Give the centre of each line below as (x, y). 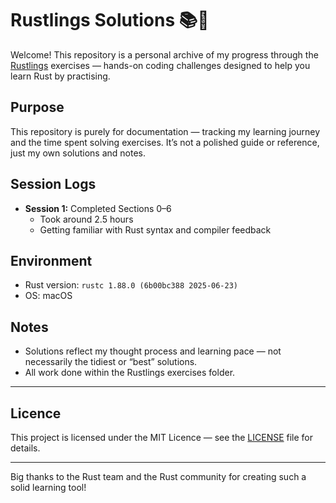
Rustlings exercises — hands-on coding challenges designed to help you (160, 65)
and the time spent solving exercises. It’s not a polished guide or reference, (165, 142)
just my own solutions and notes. (78, 153)
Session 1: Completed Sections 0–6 (98, 208)
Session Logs (53, 184)
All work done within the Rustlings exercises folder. (130, 373)
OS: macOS (48, 296)
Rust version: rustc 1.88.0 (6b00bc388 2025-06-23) (131, 285)
